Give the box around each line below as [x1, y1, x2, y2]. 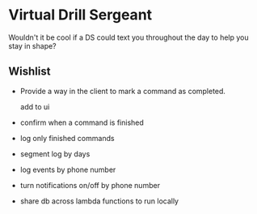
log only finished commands [19, 133, 115, 143]
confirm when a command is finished [19, 118, 144, 127]
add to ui [19, 101, 50, 111]
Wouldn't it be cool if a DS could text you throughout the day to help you [8, 32, 249, 42]
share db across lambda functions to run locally [19, 196, 179, 206]
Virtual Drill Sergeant [8, 6, 153, 24]
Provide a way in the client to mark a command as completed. [19, 86, 226, 96]
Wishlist [8, 65, 51, 79]
